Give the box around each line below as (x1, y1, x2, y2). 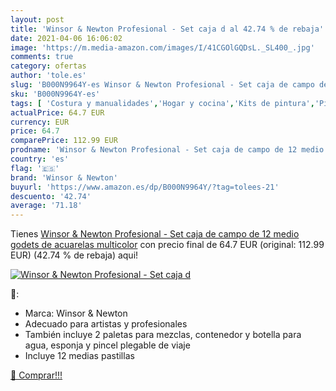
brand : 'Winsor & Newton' (10, 172, 118, 183)
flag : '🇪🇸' (10, 163, 60, 173)
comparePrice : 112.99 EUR (10, 136, 118, 146)
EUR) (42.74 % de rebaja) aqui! (10, 249, 139, 261)
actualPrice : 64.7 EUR (10, 107, 105, 118)
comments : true (10, 52, 74, 62)
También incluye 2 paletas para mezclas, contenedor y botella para (24, 329, 302, 341)
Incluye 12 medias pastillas (24, 350, 135, 362)
